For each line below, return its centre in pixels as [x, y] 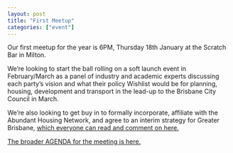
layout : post [27, 14]
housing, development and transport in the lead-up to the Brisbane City [112, 91]
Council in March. [33, 99]
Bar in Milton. [27, 55]
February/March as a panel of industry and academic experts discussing [113, 76]
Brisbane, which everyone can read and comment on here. [93, 128]
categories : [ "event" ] [41, 27]
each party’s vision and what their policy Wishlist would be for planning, [113, 84]
